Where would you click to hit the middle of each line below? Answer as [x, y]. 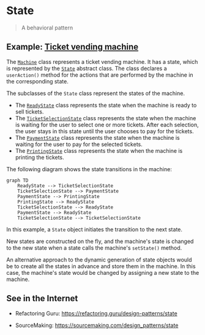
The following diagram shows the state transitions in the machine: [89, 169]
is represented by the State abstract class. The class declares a [87, 68]
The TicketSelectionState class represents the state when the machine [106, 118]
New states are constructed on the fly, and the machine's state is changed [100, 241]
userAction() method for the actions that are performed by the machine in [100, 75]
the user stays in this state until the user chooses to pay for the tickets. [104, 131]
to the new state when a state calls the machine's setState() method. [94, 248]
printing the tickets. [39, 157]
